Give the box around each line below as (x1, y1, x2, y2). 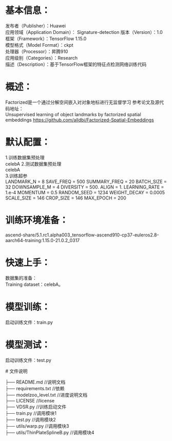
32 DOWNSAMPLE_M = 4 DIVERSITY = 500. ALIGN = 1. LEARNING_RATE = (5, 183, 164, 190)
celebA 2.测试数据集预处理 (5, 160, 62, 167)
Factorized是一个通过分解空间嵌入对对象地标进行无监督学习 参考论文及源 (5, 99, 160, 105)
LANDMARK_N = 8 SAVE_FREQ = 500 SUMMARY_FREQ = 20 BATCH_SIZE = (5, 178, 167, 185)
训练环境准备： (5, 214, 69, 226)
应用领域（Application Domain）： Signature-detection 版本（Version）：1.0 (5, 29, 163, 35)
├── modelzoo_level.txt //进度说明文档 (5, 392, 88, 398)
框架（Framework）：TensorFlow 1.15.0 (5, 35, 87, 42)
